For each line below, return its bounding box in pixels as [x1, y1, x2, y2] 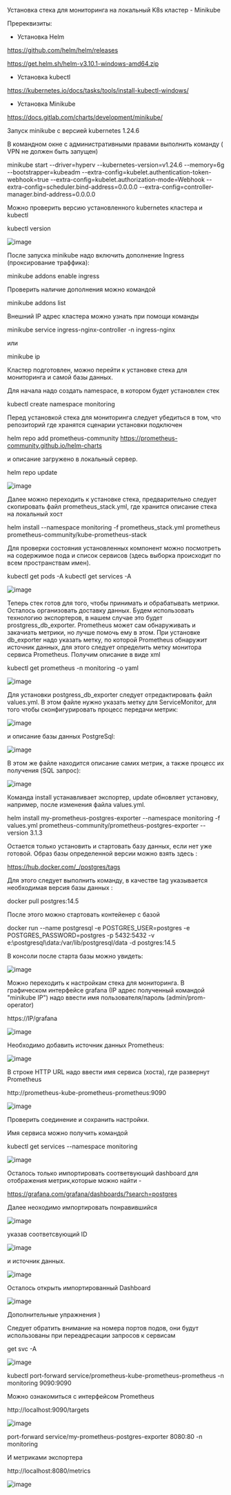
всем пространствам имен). [7, 559, 91, 567]
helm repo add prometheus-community [7, 434, 119, 442]
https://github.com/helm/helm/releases [7, 46, 119, 54]
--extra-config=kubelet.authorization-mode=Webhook [50, 176, 205, 183]
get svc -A [7, 1345, 37, 1352]
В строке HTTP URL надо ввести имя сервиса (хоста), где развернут [7, 1068, 210, 1076]
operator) [7, 1001, 34, 1009]
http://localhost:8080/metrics [7, 1467, 91, 1475]
